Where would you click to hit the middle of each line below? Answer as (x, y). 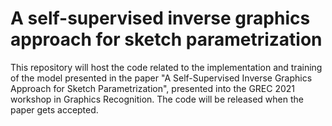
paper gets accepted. (54, 109)
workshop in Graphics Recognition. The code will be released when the (157, 99)
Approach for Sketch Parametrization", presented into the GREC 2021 (153, 88)
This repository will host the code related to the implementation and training (166, 67)
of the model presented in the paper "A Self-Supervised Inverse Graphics (161, 78)
